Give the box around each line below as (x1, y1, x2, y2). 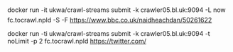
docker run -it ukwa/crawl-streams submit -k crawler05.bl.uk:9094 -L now (7, 6, 226, 14)
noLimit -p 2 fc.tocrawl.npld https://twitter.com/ (7, 37, 147, 45)
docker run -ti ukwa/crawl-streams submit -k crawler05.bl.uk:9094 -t (7, 30, 211, 37)
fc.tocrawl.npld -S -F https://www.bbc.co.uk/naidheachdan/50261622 (7, 16, 212, 24)
